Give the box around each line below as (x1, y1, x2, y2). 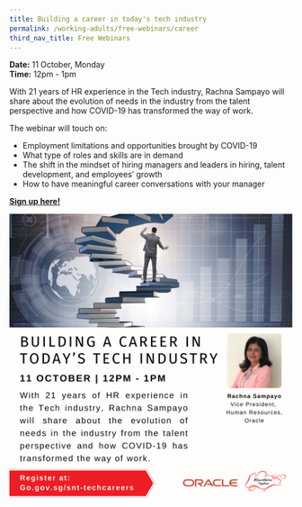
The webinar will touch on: (9, 122, 108, 134)
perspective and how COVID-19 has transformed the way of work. (9, 105, 253, 116)
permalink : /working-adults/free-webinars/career (9, 23, 200, 33)
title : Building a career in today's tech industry (9, 14, 207, 23)
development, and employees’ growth (22, 169, 163, 180)
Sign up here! (9, 196, 61, 207)
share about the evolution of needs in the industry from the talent (9, 95, 251, 107)
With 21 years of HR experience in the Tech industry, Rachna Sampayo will (9, 86, 285, 97)
